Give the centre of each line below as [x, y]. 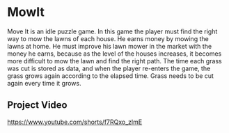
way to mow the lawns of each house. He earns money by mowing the [108, 38]
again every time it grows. [44, 83]
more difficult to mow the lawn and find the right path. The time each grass [114, 61]
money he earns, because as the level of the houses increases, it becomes [114, 54]
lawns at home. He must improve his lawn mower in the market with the [110, 46]
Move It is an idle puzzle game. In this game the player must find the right [112, 31]
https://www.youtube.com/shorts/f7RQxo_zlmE [75, 122]
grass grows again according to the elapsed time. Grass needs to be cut [111, 76]
